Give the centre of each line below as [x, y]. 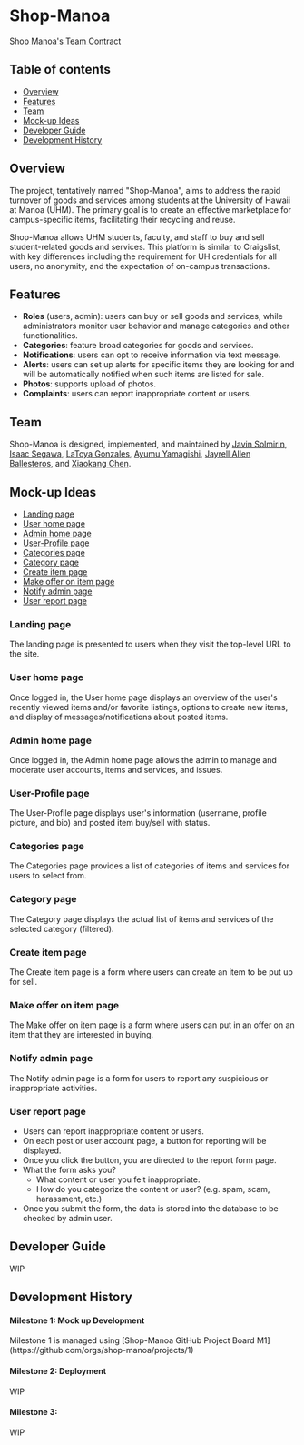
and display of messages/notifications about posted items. [119, 717]
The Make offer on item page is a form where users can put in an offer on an [152, 1025]
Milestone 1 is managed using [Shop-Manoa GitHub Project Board [132, 1340]
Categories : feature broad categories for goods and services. [138, 346]
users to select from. [48, 876]
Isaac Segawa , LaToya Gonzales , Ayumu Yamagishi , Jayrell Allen [130, 454]
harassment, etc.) [69, 1199]
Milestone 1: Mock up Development [77, 1320]
